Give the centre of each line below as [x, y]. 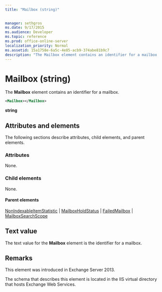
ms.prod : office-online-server [37, 41]
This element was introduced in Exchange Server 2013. [60, 270]
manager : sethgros [24, 23]
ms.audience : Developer [29, 32]
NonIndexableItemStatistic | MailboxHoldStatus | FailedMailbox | [69, 211]
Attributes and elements [42, 126]
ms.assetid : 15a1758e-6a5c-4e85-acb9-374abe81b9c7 [57, 50]
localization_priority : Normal [37, 46]
